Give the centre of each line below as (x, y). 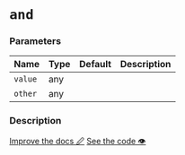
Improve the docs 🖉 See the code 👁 (78, 141)
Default (96, 65)
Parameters (35, 41)
